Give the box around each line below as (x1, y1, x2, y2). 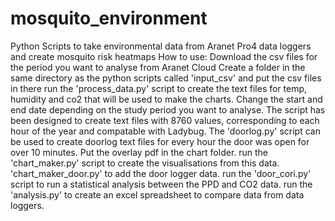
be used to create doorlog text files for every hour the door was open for (10, 135, 310, 147)
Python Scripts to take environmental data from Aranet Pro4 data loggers (10, 40, 312, 52)
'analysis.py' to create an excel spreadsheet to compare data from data (10, 188, 305, 201)
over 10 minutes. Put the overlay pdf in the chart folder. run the (10, 146, 269, 158)
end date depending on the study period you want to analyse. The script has (10, 103, 326, 116)
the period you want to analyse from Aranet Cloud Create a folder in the (10, 61, 306, 73)
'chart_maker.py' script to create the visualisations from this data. (10, 157, 280, 169)
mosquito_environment (10, 7, 208, 30)
